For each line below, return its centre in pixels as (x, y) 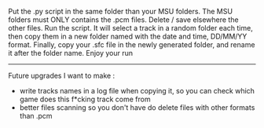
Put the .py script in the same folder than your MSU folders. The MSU (121, 11)
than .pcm (36, 116)
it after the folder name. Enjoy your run (71, 53)
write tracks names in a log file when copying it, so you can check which (137, 91)
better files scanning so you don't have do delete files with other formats (137, 108)
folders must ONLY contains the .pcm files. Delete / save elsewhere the (123, 20)
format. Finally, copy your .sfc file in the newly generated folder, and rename (132, 45)
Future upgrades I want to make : (62, 75)
